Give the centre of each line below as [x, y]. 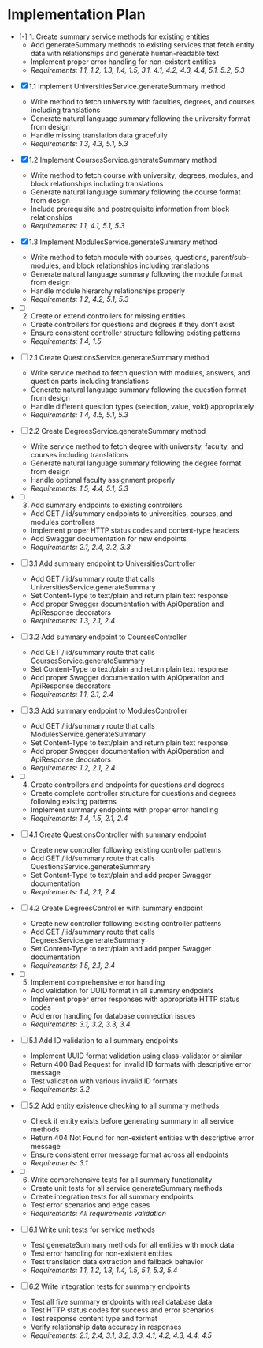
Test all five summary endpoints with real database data [121, 1301]
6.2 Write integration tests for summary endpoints [109, 1286]
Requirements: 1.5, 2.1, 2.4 [73, 965]
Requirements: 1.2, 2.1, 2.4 [73, 767]
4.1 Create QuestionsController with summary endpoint [117, 834]
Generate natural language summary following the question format [139, 390]
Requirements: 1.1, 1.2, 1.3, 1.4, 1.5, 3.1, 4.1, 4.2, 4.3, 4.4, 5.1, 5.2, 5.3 [137, 70]
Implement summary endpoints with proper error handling [124, 810]
